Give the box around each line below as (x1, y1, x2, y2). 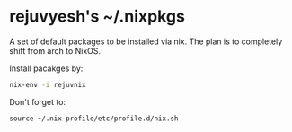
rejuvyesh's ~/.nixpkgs (9, 6, 186, 27)
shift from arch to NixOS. (9, 45, 102, 56)
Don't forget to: (9, 96, 66, 107)
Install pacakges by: (9, 63, 84, 74)
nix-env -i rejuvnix (9, 80, 87, 89)
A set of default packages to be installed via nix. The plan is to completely (9, 36, 283, 47)
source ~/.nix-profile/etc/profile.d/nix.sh (9, 114, 179, 123)
